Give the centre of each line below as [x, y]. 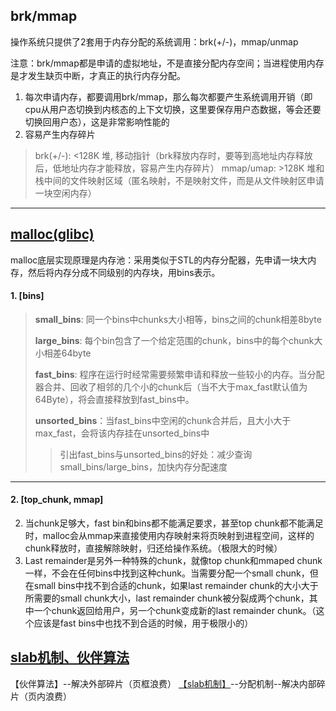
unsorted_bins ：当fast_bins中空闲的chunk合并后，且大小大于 [163, 420]
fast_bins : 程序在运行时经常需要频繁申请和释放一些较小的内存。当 [171, 374]
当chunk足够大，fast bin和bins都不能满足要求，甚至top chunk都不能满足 [174, 523]
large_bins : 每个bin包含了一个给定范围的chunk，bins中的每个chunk [174, 340]
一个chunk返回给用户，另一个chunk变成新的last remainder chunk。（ [175, 611]
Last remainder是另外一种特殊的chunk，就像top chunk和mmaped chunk [173, 561]
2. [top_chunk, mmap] [57, 500]
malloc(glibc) [52, 234]
